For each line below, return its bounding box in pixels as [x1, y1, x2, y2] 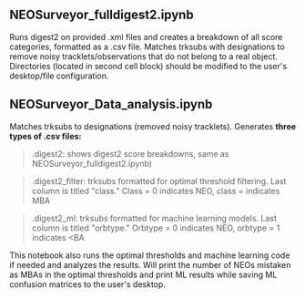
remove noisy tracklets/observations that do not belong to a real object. [9, 50, 278, 62]
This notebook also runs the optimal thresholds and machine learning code [9, 250, 290, 261]
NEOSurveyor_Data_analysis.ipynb [9, 97, 213, 112]
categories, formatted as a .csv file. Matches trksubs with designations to [9, 41, 285, 52]
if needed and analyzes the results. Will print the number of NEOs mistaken [9, 259, 291, 270]
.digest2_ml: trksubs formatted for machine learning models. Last [31, 212, 278, 223]
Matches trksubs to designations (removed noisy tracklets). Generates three [9, 120, 297, 131]
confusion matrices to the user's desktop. [9, 278, 167, 290]
